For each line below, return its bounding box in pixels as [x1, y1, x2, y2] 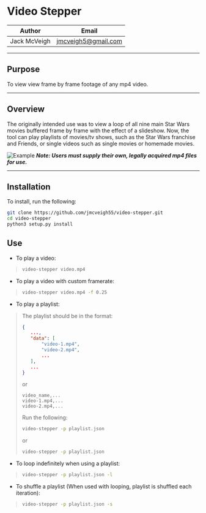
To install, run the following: [7, 198, 77, 205]
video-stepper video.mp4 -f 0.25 [21, 289, 108, 295]
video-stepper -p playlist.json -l [21, 472, 113, 478]
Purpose [7, 64, 40, 75]
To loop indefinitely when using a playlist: [15, 460, 120, 467]
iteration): [15, 489, 40, 497]
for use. [7, 158, 28, 165]
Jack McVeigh [10, 37, 51, 45]
